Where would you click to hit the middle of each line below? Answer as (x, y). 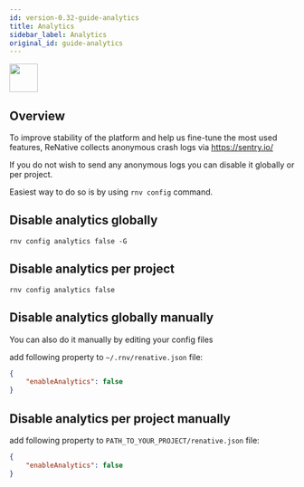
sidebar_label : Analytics (58, 34)
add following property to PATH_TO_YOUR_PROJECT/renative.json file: (134, 440)
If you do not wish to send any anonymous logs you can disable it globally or (152, 165)
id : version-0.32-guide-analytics (75, 18)
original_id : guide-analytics (66, 43)
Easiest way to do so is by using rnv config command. (111, 192)
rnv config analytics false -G (68, 241)
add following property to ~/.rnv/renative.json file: (106, 357)
